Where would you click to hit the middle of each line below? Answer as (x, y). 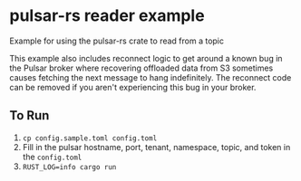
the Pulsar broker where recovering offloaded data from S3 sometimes (141, 68)
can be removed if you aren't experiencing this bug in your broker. (133, 87)
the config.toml (52, 157)
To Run (29, 115)
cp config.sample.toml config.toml (90, 138)
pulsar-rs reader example (107, 16)
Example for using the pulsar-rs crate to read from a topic (117, 41)
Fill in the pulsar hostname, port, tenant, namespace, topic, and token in (156, 147)
